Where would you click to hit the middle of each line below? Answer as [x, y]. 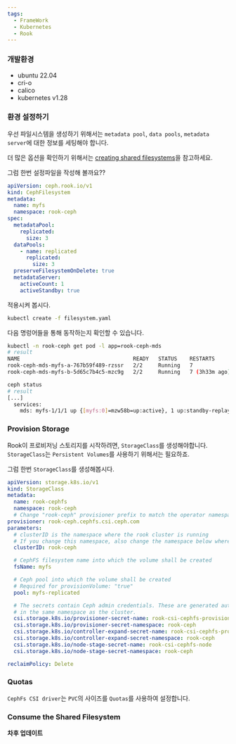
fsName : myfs [33, 567]
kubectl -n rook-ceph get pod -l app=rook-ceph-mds [84, 346]
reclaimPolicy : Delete [40, 664]
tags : [15, 14]
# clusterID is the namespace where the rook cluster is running [111, 535]
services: [28, 404]
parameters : [25, 528]
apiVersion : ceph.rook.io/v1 [50, 186]
